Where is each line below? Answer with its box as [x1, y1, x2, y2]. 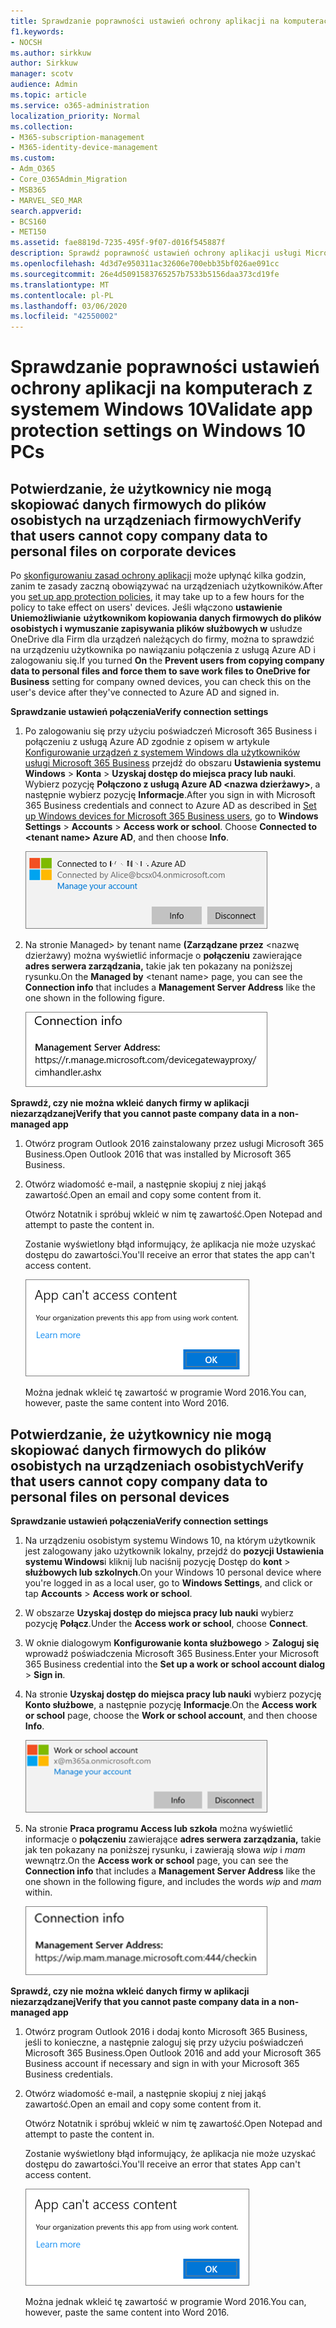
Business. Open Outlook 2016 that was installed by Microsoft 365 [24, 1148, 292, 1160]
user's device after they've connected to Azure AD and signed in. [10, 686, 280, 699]
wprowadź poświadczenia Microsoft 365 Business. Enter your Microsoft [24, 1647, 320, 1659]
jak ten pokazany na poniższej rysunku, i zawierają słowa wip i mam [24, 1843, 306, 1855]
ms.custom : [10, 153, 56, 164]
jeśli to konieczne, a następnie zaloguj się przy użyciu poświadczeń [24, 2036, 304, 2048]
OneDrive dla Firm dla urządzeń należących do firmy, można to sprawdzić [10, 633, 315, 645]
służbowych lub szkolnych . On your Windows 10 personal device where [24, 1566, 322, 1578]
